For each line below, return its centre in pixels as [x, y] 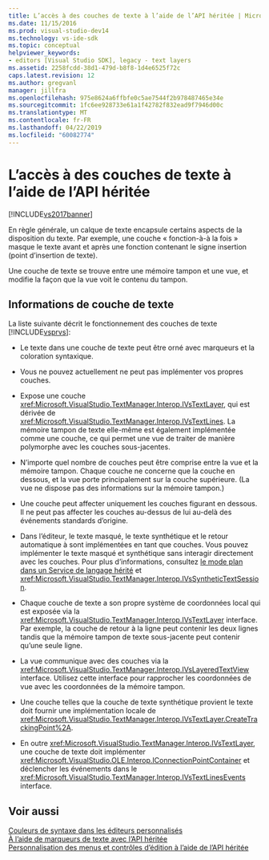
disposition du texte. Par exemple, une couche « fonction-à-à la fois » [123, 238]
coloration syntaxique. [56, 356]
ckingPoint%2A [46, 728]
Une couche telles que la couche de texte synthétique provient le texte [137, 702]
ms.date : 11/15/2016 [43, 23]
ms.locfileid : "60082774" [51, 135]
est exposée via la [50, 611]
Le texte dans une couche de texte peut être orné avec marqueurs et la [137, 348]
